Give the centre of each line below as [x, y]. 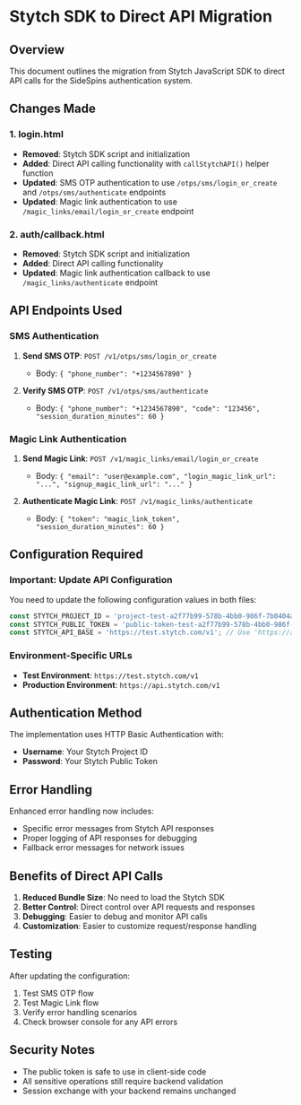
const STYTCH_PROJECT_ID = [60, 616]
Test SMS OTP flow [58, 993]
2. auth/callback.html [57, 234]
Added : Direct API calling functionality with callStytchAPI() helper [146, 163]
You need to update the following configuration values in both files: [133, 599]
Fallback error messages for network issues [103, 848]
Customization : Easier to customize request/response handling [139, 927]
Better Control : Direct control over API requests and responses [138, 907]
